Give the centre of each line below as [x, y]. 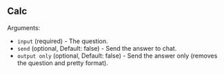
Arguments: [24, 27]
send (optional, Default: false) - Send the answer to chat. [97, 48]
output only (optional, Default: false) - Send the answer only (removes [117, 56]
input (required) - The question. [62, 41]
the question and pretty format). [62, 63]
